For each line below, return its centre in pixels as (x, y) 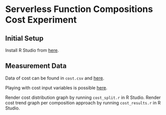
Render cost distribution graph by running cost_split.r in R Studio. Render (83, 97)
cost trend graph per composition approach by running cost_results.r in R (83, 102)
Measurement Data (36, 66)
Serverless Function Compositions (79, 9)
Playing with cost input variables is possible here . (56, 87)
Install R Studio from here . (32, 50)
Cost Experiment (41, 20)
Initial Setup (24, 38)
